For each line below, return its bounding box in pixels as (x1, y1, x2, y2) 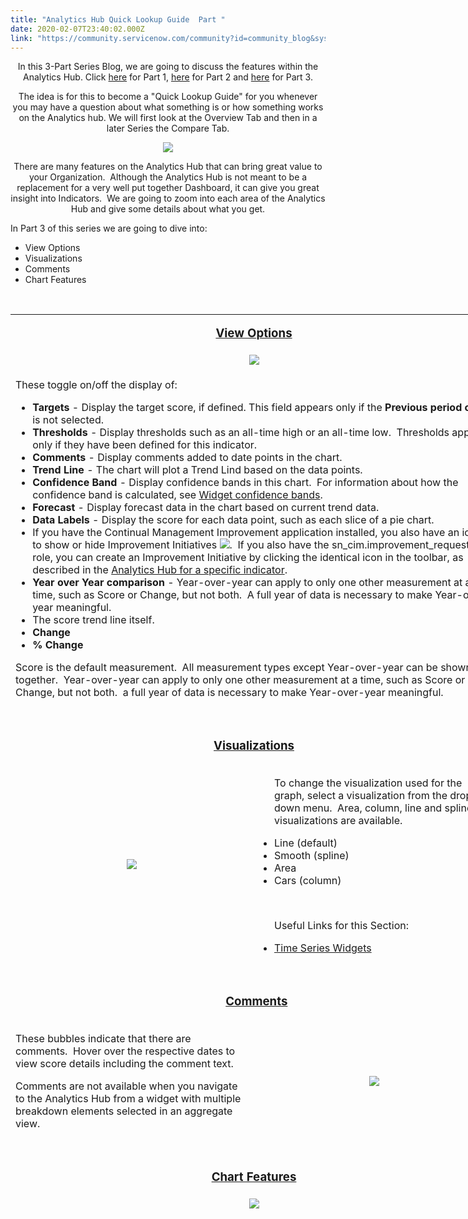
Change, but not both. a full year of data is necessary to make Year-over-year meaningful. (15, 686, 444, 700)
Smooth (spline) (274, 849, 350, 863)
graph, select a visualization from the (274, 789, 448, 803)
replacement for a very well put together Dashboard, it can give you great (16, 182, 320, 194)
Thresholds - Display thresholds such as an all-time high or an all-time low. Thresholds (32, 426, 450, 440)
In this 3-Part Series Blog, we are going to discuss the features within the (17, 61, 319, 73)
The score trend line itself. (32, 613, 155, 627)
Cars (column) (274, 874, 342, 888)
